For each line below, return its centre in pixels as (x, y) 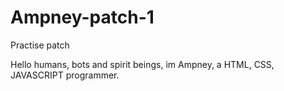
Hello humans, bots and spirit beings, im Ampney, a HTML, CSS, (142, 64)
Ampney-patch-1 (82, 17)
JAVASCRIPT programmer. (65, 75)
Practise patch (40, 45)
